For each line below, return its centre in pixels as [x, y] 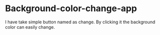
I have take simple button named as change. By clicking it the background [80, 22]
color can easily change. [30, 27]
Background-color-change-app [71, 9]
